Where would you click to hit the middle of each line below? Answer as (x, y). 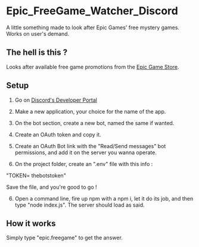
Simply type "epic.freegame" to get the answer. (65, 238)
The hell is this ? (37, 53)
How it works (31, 223)
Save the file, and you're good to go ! (52, 187)
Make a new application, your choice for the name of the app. (90, 111)
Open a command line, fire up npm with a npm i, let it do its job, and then (104, 198)
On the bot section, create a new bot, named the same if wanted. (94, 123)
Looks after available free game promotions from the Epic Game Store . (93, 67)
